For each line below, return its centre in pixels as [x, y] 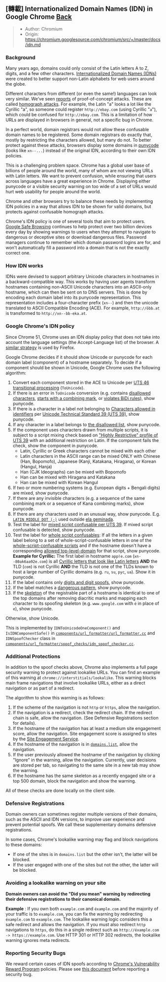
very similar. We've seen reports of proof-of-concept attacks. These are [79, 99]
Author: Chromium [44, 29]
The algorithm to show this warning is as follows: [55, 698]
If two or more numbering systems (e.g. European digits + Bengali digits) [86, 488]
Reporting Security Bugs [36, 953]
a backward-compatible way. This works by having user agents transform [81, 282]
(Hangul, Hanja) [36, 466]
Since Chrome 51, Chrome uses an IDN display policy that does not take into [83, 337]
